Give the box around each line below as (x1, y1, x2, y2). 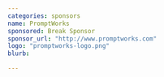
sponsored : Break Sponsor (7, 27, 95, 35)
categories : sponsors (7, 11, 81, 20)
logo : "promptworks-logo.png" (7, 42, 110, 50)
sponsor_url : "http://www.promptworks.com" (7, 34, 158, 43)
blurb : (7, 49, 30, 58)
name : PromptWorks (7, 19, 70, 28)
